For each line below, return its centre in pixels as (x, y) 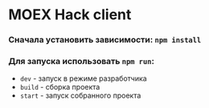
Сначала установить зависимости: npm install (105, 40)
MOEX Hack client (70, 15)
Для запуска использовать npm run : (82, 62)
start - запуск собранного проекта (80, 96)
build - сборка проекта (60, 87)
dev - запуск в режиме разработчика (83, 78)
